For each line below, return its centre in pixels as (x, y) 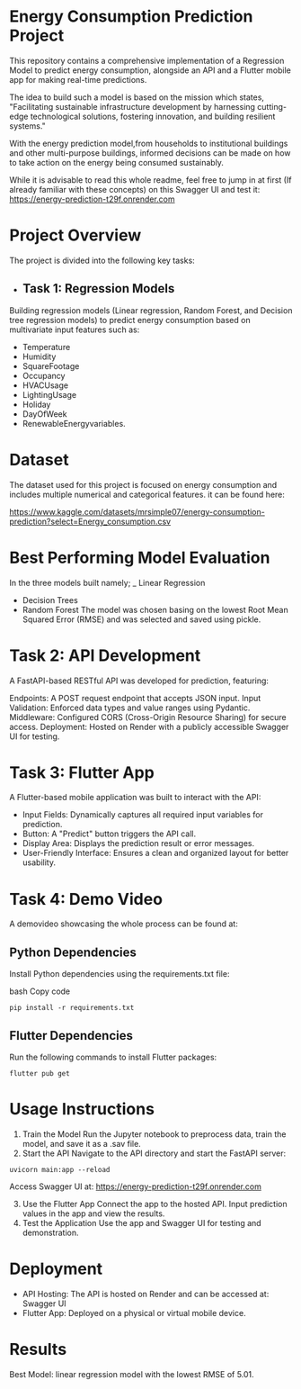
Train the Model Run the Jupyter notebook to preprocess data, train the (154, 1134)
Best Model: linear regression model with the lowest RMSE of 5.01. (132, 1374)
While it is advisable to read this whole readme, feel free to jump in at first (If (150, 180)
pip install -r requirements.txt (72, 1008)
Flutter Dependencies (71, 1036)
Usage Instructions (82, 1109)
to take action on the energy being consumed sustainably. (117, 162)
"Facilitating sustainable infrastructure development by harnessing (133, 106)
